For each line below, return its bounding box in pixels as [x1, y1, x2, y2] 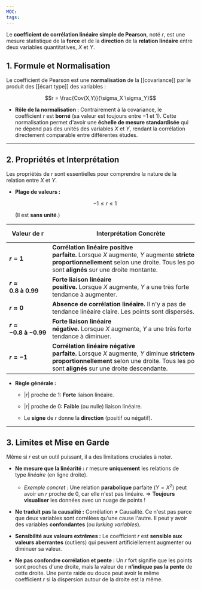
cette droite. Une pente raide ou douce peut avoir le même [14, 569, 160, 576]
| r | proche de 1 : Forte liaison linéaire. [23, 391, 115, 398]
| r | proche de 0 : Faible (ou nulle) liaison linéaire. [23, 403, 142, 410]
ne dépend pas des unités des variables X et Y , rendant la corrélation [14, 125, 185, 132]
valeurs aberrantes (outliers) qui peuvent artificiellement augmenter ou [14, 539, 191, 546]
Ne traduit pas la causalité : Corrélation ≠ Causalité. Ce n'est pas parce [14, 508, 192, 515]
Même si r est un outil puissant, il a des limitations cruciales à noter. [6, 453, 173, 460]
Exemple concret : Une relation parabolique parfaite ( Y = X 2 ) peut [23, 483, 187, 491]
